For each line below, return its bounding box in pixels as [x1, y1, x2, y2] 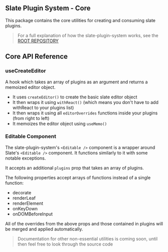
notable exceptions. [5, 155, 46, 161]
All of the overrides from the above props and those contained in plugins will [5, 220, 163, 226]
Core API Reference [5, 52, 68, 61]
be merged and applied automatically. [5, 226, 83, 232]
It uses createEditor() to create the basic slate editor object [12, 94, 137, 100]
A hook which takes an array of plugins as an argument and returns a [5, 79, 148, 85]
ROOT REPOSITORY [17, 38, 59, 44]
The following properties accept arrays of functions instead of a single [5, 174, 151, 180]
